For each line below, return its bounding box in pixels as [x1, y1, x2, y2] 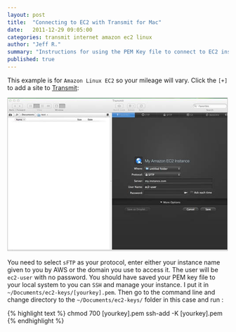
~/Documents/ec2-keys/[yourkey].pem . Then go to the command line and [7, 288, 216, 296]
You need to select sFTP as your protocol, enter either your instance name [7, 257, 221, 267]
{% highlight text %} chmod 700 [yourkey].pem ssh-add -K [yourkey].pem [7, 309, 223, 317]
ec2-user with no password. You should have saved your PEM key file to [7, 273, 216, 281]
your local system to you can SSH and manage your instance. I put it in [7, 280, 209, 288]
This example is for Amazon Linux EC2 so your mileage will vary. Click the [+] [7, 76, 228, 84]
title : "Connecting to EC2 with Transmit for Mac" [7, 18, 162, 26]
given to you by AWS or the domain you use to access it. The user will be [7, 265, 219, 274]
